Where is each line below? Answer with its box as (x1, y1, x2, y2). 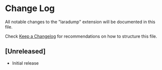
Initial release (12, 60, 39, 66)
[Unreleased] (5, 47, 46, 56)
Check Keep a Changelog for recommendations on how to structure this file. (5, 33, 158, 39)
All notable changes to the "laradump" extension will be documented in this (5, 19, 156, 25)
